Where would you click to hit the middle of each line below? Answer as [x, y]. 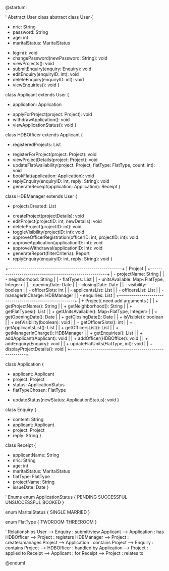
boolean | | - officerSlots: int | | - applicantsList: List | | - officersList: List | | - [84, 290]
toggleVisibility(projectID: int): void [48, 232]
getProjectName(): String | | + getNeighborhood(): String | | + [69, 306]
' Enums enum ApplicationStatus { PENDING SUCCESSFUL [66, 497]
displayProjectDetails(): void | [36, 349]
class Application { [25, 364]
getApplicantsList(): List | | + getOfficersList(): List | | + [62, 327]
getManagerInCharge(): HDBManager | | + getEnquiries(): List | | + [74, 333]
